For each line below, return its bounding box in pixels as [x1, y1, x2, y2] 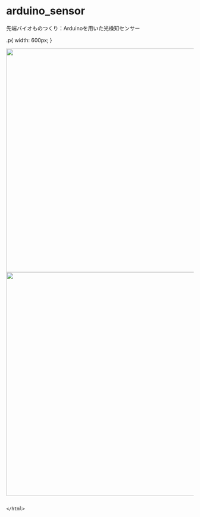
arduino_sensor [6, 4, 85, 18]
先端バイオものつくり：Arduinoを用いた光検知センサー [6, 24, 140, 32]
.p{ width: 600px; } [6, 36, 52, 44]
